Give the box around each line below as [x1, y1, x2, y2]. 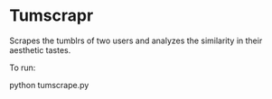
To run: [9, 62, 36, 73]
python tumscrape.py [9, 79, 89, 90]
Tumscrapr [9, 5, 94, 26]
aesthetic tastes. [9, 44, 71, 55]
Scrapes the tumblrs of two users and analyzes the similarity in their [9, 35, 263, 46]
